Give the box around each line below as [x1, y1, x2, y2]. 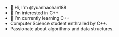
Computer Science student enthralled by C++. [10, 20, 107, 26]
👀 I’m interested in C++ [10, 10, 59, 16]
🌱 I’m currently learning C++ [10, 15, 70, 21]
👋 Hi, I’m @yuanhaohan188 [10, 5, 67, 10]
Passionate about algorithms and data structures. [10, 26, 114, 32]
